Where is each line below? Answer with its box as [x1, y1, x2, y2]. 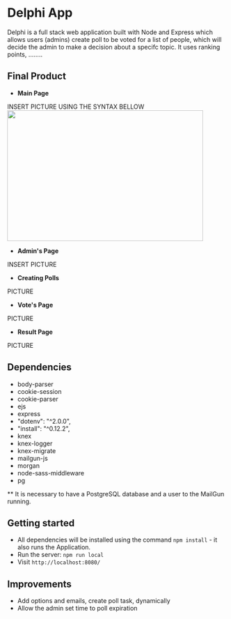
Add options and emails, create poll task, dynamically [17, 597, 170, 605]
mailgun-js [17, 454, 49, 462]
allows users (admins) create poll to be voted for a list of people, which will [7, 35, 222, 43]
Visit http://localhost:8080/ [17, 558, 101, 566]
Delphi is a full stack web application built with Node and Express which [7, 28, 214, 36]
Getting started [7, 517, 75, 529]
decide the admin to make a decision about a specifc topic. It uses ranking [7, 43, 221, 51]
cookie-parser [17, 395, 58, 403]
